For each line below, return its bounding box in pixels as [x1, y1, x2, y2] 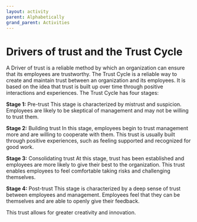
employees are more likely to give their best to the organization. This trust [6, 161, 185, 168]
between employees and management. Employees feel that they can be [6, 191, 180, 198]
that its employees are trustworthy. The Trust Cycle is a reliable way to [6, 71, 178, 78]
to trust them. [6, 113, 40, 121]
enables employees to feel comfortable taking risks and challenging [6, 167, 170, 174]
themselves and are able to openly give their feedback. [6, 198, 140, 205]
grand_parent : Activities [6, 19, 70, 25]
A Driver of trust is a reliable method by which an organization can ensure [6, 64, 185, 71]
